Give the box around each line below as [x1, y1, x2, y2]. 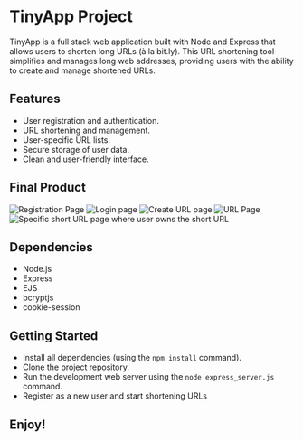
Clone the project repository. [22, 361, 129, 372]
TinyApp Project [9, 6, 134, 27]
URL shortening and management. [22, 125, 151, 136]
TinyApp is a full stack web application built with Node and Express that [9, 36, 276, 47]
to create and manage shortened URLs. [9, 65, 156, 76]
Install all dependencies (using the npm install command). [22, 352, 242, 363]
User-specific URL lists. [22, 134, 111, 145]
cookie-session [22, 302, 80, 313]
